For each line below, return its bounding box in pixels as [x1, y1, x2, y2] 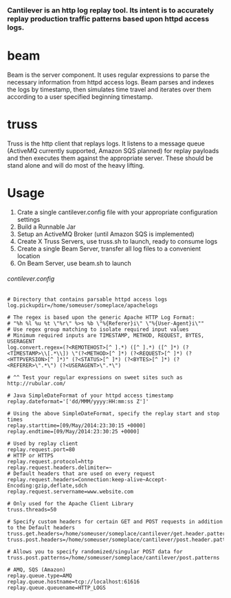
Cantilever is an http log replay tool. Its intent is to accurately [7, 5, 214, 15]
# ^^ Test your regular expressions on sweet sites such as [7, 373, 184, 381]
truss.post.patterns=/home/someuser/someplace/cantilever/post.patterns [7, 554, 220, 561]
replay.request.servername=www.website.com [7, 488, 134, 495]
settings [16, 215, 41, 223]
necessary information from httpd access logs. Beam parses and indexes [7, 78, 214, 86]
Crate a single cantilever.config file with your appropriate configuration [16, 208, 218, 216]
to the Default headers [7, 524, 76, 531]
